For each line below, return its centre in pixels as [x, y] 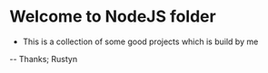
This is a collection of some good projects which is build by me [140, 41]
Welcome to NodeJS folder [113, 17]
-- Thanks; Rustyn [44, 59]
